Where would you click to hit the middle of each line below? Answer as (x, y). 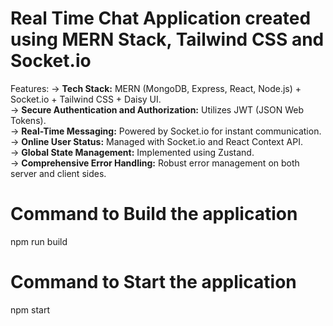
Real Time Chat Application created (161, 18)
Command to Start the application (153, 282)
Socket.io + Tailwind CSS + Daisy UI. (86, 99)
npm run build (39, 241)
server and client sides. (58, 173)
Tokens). (28, 120)
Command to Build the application (154, 214)
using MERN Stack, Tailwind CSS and (167, 39)
